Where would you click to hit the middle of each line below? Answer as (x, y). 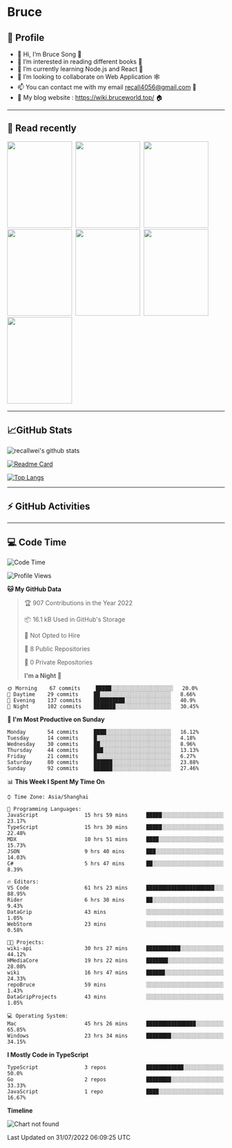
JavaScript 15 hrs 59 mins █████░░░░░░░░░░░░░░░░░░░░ (116, 815)
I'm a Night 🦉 (43, 676)
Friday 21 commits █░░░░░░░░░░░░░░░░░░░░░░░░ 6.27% (101, 756)
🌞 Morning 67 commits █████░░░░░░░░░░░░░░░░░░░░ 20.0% (103, 689)
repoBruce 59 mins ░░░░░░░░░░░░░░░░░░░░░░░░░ (116, 985)
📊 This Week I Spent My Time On (56, 782)
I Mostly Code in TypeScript (48, 1055)
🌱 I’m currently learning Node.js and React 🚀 (80, 69)
